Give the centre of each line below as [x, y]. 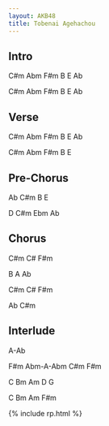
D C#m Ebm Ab [34, 213]
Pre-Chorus [38, 178]
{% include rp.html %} [45, 413]
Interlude [32, 331]
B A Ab [20, 273]
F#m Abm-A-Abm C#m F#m [55, 366]
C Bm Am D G [31, 381]
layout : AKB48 [32, 16]
